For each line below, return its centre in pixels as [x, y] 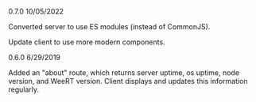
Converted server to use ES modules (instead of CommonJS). [109, 26]
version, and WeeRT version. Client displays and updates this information [128, 81]
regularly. [24, 89]
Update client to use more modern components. [87, 42]
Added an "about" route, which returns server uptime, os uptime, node [124, 73]
